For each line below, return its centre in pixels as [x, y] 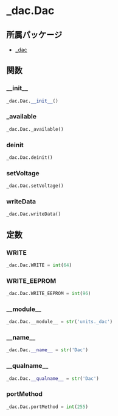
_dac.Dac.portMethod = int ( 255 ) [47, 407]
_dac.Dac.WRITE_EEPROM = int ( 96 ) [49, 294]
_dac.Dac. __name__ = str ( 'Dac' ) [47, 350]
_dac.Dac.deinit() [29, 158]
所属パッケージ [34, 35]
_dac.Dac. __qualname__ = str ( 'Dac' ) [53, 378]
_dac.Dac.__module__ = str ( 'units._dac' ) [60, 322]
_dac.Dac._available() [35, 129]
